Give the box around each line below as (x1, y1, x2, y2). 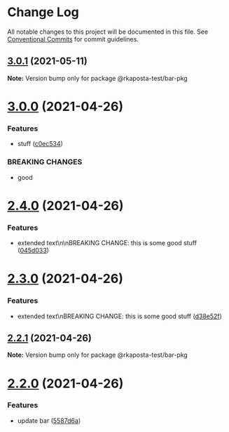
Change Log (7, 4, 79, 20)
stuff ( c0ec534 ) (17, 140, 63, 148)
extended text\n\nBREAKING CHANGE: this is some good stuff (17, 239, 197, 247)
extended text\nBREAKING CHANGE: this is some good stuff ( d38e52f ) (17, 312, 223, 320)
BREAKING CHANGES (7, 157, 83, 167)
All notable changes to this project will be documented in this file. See (7, 27, 209, 36)
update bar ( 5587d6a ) (17, 416, 81, 425)
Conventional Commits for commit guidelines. (7, 34, 139, 43)
